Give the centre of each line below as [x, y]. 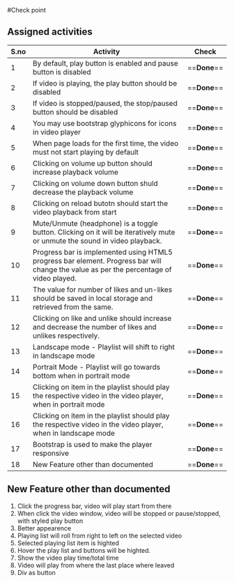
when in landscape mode [73, 433]
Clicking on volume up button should [93, 163]
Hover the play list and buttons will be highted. [84, 550]
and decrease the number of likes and [94, 327]
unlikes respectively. [66, 336]
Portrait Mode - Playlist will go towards [96, 367]
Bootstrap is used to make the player [92, 444]
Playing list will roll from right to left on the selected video [100, 535]
